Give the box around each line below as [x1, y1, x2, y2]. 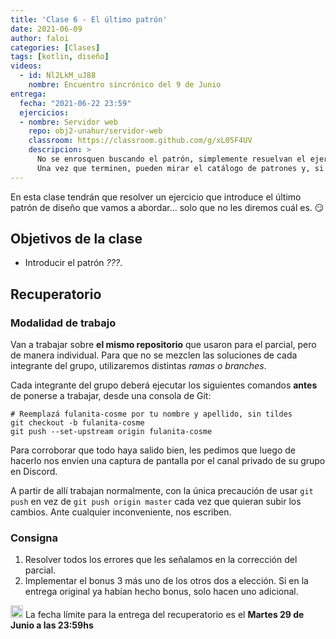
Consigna [10, 531, 58, 545]
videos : [10, 61, 43, 71]
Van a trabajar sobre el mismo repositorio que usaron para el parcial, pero [10, 339, 317, 351]
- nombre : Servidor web [19, 117, 118, 127]
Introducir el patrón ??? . [24, 257, 123, 269]
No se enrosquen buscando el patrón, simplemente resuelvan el [36, 154, 307, 164]
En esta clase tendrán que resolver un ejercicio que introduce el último [10, 191, 302, 203]
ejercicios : [19, 107, 70, 118]
